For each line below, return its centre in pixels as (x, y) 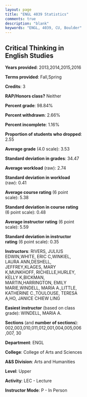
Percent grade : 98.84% (29, 105)
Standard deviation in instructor (38, 236)
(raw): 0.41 (16, 183)
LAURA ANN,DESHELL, (28, 262)
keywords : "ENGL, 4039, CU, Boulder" (43, 28)
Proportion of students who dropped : (43, 134)
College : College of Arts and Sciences (43, 352)
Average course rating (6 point (37, 192)
